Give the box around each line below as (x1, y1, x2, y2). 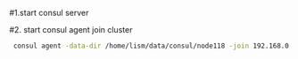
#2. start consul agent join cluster (9, 25, 133, 34)
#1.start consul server (9, 8, 89, 18)
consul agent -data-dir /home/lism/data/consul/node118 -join (12, 41, 250, 50)
